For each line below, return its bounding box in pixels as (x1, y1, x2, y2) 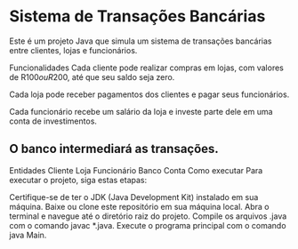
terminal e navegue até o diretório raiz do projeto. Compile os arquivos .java (9, 211, 287, 221)
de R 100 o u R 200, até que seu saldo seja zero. (9, 71, 175, 82)
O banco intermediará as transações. (9, 141, 220, 157)
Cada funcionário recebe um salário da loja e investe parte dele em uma (9, 106, 273, 116)
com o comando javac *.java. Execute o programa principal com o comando (9, 220, 286, 230)
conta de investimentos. (9, 116, 98, 126)
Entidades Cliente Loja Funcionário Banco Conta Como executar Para (9, 165, 263, 175)
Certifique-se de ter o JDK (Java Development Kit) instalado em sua (9, 191, 259, 202)
